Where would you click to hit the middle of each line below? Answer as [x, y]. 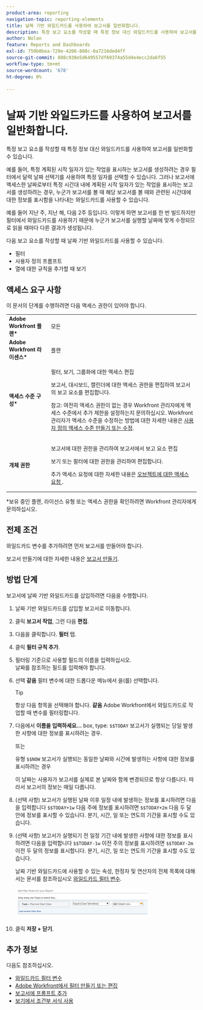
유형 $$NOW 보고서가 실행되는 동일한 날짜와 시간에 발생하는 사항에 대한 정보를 [105, 759]
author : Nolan [24, 39]
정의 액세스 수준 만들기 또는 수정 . [95, 428]
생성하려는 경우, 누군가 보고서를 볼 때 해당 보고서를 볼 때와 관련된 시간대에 [104, 192]
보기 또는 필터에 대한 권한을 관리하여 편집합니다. [107, 461]
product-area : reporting [37, 13]
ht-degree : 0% [24, 77]
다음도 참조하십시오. [30, 965]
